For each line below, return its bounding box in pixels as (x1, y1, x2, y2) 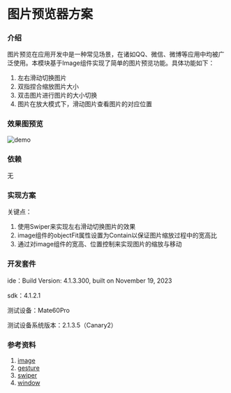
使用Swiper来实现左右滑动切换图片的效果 (17, 223, 136, 231)
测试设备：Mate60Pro (7, 306, 70, 314)
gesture (17, 364, 40, 372)
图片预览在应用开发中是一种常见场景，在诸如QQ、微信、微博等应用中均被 (7, 50, 218, 59)
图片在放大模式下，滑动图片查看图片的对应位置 (17, 100, 152, 108)
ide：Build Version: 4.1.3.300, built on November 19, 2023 (7, 276, 172, 285)
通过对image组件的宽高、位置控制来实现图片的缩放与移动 (17, 240, 183, 249)
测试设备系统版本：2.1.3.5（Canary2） (7, 320, 117, 329)
